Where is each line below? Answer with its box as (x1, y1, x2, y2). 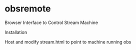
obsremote (4, 3, 51, 14)
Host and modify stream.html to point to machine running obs (4, 38, 131, 45)
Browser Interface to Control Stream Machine (4, 19, 98, 25)
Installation (4, 29, 27, 35)
